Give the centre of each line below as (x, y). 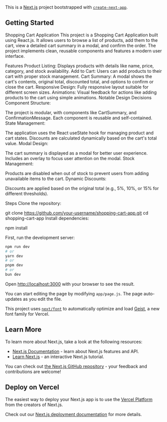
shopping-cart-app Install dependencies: (47, 218)
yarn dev (14, 256)
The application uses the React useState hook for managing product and (80, 133)
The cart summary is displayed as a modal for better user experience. (77, 153)
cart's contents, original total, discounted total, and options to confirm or (80, 81)
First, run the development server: (40, 237)
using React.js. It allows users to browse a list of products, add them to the (82, 40)
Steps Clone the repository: (33, 203)
